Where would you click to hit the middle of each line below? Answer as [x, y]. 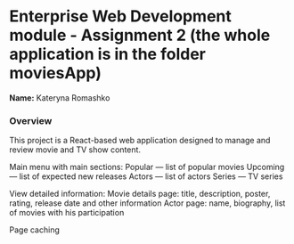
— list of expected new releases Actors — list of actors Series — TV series [146, 176]
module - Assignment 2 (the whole [140, 35]
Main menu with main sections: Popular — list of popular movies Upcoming [147, 167]
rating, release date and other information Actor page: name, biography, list [147, 203]
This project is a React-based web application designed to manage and [140, 141]
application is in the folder [108, 54]
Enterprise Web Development [120, 16]
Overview [31, 120]
